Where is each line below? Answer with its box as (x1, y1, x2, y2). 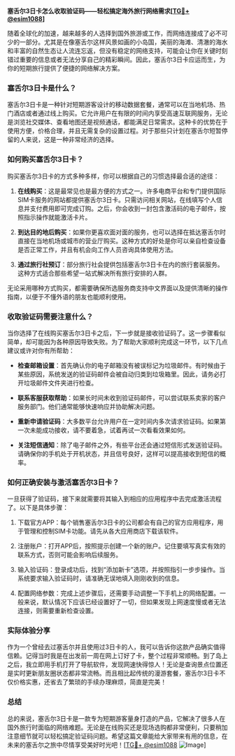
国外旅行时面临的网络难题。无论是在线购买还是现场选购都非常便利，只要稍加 (7, 723, 228, 732)
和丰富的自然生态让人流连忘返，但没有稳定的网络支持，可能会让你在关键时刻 (7, 47, 228, 55)
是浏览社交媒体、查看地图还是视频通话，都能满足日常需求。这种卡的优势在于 (7, 118, 228, 127)
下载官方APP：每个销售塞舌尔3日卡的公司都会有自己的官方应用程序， (17, 518, 218, 527)
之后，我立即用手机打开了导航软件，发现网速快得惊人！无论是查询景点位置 (7, 660, 222, 669)
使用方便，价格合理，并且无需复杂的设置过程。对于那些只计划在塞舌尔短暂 (7, 127, 222, 135)
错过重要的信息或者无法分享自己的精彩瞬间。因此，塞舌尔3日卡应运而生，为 (7, 55, 226, 64)
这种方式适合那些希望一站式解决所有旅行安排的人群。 (17, 269, 171, 277)
